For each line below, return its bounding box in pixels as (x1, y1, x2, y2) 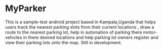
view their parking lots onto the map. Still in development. (5, 39, 122, 45)
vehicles (5, 34, 22, 40)
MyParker (5, 3, 46, 14)
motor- (143, 29, 157, 35)
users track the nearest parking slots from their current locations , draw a (5, 24, 154, 30)
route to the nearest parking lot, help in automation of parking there (5, 29, 142, 35)
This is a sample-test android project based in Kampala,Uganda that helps (5, 19, 156, 25)
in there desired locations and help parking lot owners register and (23, 34, 159, 40)
